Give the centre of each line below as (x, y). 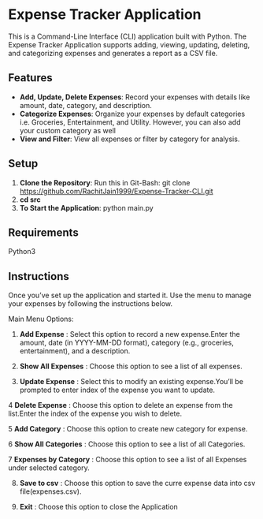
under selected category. (49, 468)
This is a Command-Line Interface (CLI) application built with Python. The (127, 36)
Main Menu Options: (41, 319)
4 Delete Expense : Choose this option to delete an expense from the (121, 405)
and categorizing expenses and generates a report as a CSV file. (113, 53)
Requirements (43, 232)
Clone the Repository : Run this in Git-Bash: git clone (105, 182)
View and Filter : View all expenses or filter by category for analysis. (130, 139)
